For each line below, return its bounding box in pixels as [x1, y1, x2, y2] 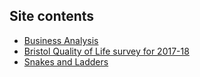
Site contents [9, 8, 95, 25]
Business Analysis [23, 34, 99, 46]
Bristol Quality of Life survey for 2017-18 [23, 45, 190, 57]
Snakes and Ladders [23, 55, 109, 68]
